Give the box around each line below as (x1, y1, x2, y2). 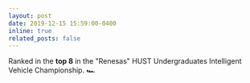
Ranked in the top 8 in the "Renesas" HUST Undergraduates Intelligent (8, 56, 242, 66)
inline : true (8, 27, 52, 35)
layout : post (8, 11, 52, 20)
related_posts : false (8, 34, 81, 43)
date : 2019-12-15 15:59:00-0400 (8, 19, 117, 27)
